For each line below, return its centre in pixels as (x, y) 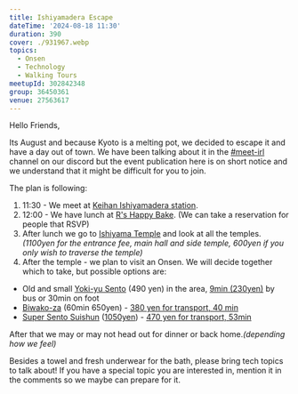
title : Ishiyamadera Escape (61, 17)
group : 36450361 (39, 92)
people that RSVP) (56, 224)
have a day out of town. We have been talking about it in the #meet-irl (137, 152)
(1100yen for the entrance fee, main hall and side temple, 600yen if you (153, 243)
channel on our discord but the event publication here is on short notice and (148, 162)
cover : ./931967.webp (49, 42)
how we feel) (33, 344)
